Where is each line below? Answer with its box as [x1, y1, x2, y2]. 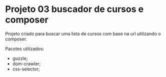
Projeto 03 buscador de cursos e [5, 3, 144, 15]
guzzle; [12, 55, 28, 61]
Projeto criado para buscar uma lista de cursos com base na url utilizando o [5, 30, 161, 36]
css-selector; [12, 66, 40, 72]
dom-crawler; [12, 60, 41, 66]
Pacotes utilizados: [5, 45, 44, 51]
